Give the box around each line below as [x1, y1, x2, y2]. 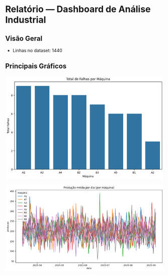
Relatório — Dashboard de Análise [5, 4, 151, 15]
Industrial [5, 14, 46, 26]
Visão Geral [5, 34, 43, 43]
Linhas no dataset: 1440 [12, 48, 63, 53]
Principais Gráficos [5, 62, 67, 71]
